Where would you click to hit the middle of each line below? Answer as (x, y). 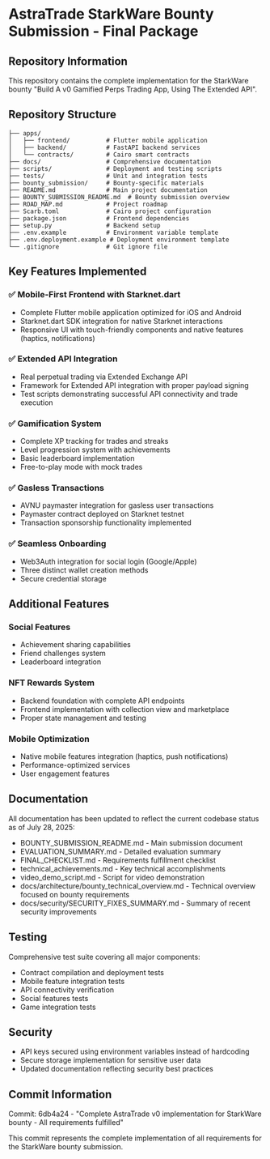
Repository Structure (63, 115)
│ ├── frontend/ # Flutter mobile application (108, 140)
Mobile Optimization (49, 739)
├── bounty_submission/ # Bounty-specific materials (106, 183)
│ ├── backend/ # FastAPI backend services (104, 147)
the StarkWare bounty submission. (66, 1147)
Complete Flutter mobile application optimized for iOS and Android (131, 312)
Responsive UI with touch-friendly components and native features (132, 330)
